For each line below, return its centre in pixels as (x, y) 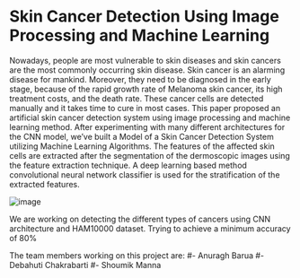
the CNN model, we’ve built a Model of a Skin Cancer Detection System (141, 136)
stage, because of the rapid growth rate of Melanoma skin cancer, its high (146, 89)
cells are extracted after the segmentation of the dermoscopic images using (150, 155)
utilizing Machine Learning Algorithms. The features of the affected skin (142, 146)
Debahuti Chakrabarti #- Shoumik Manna (85, 265)
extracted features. (45, 184)
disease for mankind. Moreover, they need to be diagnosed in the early (140, 79)
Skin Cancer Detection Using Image (145, 17)
